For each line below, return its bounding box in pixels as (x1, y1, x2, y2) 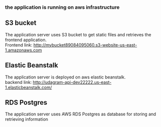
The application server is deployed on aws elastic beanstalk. (5, 74, 126, 80)
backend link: (5, 79, 32, 85)
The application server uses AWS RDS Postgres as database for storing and (5, 111, 156, 117)
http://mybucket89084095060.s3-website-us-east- (33, 42, 137, 48)
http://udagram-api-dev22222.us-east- (32, 79, 112, 85)
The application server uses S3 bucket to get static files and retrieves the (5, 32, 151, 37)
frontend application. (5, 37, 47, 43)
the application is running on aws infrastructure (5, 4, 120, 11)
